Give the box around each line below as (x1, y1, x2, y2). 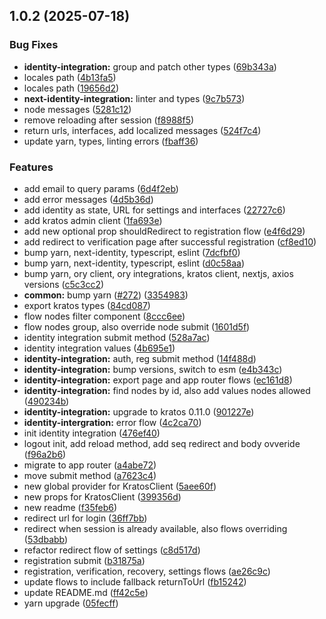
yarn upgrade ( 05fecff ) (23, 597, 119, 609)
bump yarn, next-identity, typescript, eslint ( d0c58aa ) (23, 257, 246, 269)
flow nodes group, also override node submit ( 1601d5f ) (23, 320, 251, 333)
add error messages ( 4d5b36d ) (23, 193, 154, 205)
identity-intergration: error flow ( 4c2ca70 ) (23, 416, 202, 428)
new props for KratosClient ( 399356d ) (23, 490, 182, 503)
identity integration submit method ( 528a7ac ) (23, 331, 211, 343)
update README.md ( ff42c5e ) (23, 586, 149, 598)
